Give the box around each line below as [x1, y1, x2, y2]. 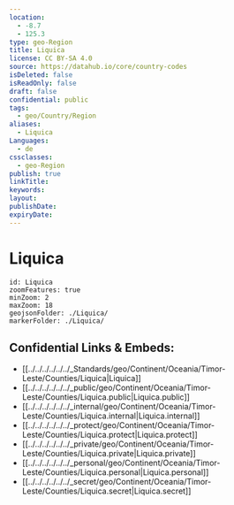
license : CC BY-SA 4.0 [9, 54, 93, 63]
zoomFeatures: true [9, 285, 81, 295]
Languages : [9, 136, 49, 145]
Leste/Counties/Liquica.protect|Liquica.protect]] [21, 430, 199, 440]
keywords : [9, 186, 46, 195]
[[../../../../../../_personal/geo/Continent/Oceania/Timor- [21, 457, 221, 469]
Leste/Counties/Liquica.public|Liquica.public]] [21, 392, 190, 402]
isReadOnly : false [9, 79, 77, 88]
